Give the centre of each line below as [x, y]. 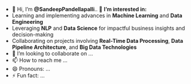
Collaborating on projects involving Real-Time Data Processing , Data [98, 41]
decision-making [33, 35]
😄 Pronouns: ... [31, 69]
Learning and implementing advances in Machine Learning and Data [97, 15]
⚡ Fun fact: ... [28, 75]
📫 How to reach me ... [40, 60]
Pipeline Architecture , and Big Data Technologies [74, 47]
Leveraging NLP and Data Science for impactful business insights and [98, 28]
